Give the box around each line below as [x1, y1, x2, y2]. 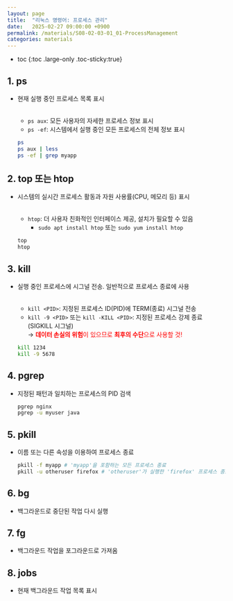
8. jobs [7, 567, 37, 579]
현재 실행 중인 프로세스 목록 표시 [17, 94, 105, 103]
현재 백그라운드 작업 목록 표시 [17, 586, 97, 595]
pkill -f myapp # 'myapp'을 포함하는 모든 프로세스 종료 [17, 462, 166, 469]
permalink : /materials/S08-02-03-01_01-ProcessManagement [7, 29, 178, 37]
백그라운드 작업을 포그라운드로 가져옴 [17, 546, 118, 555]
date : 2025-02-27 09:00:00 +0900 [7, 23, 110, 30]
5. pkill [7, 428, 37, 441]
